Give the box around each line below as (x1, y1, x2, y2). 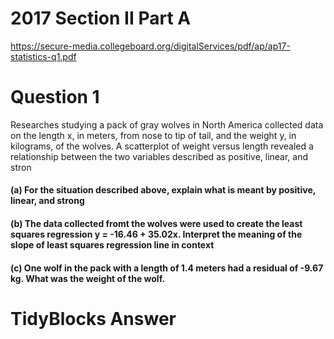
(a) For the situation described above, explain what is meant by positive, (10, 184, 316, 196)
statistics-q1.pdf (10, 50, 77, 62)
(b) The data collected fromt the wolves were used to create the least (10, 218, 303, 230)
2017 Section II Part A (10, 7, 192, 30)
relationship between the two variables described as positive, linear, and (10, 150, 309, 162)
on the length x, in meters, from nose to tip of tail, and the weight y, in (10, 129, 297, 141)
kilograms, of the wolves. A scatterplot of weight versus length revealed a (10, 140, 314, 152)
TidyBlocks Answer (10, 307, 177, 330)
